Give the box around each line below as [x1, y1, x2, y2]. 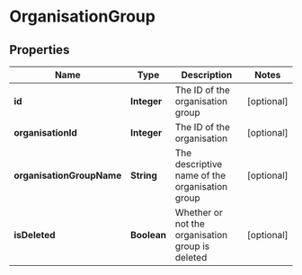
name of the [174, 169, 226, 182]
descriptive [174, 158, 223, 170]
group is [174, 240, 209, 253]
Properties [9, 42, 70, 58]
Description [181, 69, 233, 81]
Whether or [174, 207, 223, 218]
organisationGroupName [13, 169, 122, 182]
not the [174, 217, 205, 230]
